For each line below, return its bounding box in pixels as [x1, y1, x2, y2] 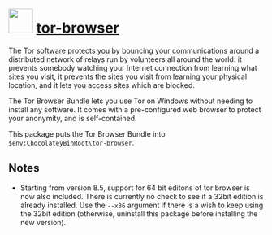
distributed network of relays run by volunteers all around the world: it [8, 54, 242, 64]
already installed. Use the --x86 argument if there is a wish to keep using [19, 200, 264, 210]
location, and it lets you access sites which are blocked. [8, 80, 195, 89]
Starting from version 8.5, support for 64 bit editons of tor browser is [19, 183, 250, 193]
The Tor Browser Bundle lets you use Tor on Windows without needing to [8, 96, 253, 106]
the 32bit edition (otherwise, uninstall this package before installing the [19, 208, 258, 219]
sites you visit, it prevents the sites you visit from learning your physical [8, 72, 248, 81]
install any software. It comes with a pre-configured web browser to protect [8, 104, 261, 114]
